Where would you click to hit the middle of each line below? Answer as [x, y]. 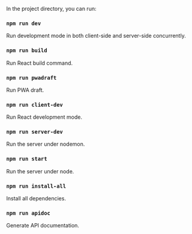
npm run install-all [36, 186]
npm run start [27, 159]
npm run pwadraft [31, 78]
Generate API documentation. [43, 226]
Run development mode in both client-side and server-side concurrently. [96, 36]
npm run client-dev [34, 105]
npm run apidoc [28, 213]
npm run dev [24, 23]
